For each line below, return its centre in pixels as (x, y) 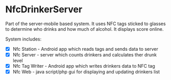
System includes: (24, 39)
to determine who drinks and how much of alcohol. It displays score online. (84, 29)
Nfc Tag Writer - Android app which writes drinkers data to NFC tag (84, 66)
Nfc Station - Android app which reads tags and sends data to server (85, 49)
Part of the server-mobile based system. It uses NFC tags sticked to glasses (85, 24)
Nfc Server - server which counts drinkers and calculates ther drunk (85, 55)
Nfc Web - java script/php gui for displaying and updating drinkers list (86, 72)
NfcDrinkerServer (44, 9)
